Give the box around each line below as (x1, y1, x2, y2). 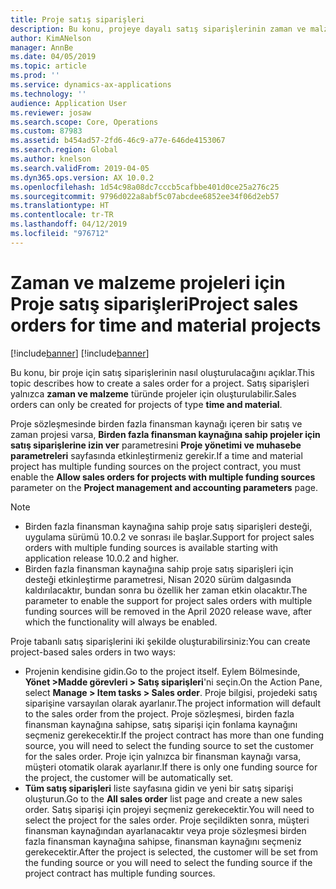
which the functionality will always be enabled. (24, 616, 218, 628)
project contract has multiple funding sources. (24, 867, 216, 879)
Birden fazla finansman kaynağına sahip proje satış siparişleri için (24, 562, 294, 575)
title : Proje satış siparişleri (10, 14, 145, 25)
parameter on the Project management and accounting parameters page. (10, 481, 318, 493)
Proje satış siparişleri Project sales (10, 292, 299, 315)
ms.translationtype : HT (10, 201, 110, 211)
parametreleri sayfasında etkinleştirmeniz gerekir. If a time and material (10, 449, 303, 461)
